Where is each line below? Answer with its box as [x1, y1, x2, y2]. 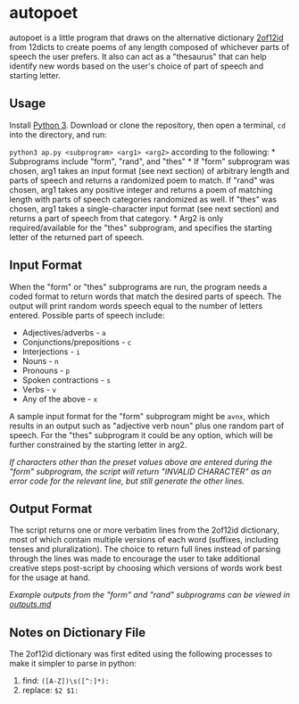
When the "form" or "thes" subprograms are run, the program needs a [9, 281, 268, 292]
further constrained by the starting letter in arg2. [9, 439, 187, 450]
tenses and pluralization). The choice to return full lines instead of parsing [9, 543, 281, 555]
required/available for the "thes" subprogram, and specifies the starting [9, 222, 272, 233]
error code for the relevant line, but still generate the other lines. [9, 476, 245, 486]
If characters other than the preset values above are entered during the [9, 456, 272, 467]
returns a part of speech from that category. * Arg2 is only [9, 212, 224, 223]
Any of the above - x [21, 393, 98, 404]
